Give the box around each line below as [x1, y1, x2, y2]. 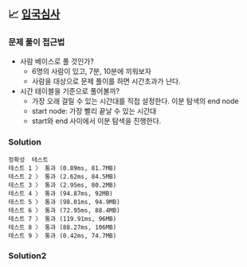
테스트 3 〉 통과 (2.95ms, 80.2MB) [8, 181, 117, 189]
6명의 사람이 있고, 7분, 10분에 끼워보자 [31, 66, 151, 75]
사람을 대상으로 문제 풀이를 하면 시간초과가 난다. [31, 76, 181, 86]
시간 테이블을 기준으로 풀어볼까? [19, 86, 120, 95]
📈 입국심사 [8, 7, 61, 21]
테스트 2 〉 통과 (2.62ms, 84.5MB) [8, 172, 117, 180]
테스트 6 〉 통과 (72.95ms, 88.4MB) [8, 206, 121, 215]
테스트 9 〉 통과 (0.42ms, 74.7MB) [8, 231, 117, 240]
